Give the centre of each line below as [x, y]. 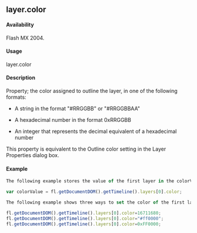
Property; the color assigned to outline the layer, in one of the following [92, 91]
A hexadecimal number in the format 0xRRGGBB [73, 120]
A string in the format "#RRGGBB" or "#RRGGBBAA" [77, 109]
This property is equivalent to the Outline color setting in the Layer [86, 149]
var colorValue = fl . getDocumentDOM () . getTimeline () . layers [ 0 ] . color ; [94, 192]
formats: [16, 97]
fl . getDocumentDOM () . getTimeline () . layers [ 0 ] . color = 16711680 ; [84, 213]
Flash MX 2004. [26, 38]
